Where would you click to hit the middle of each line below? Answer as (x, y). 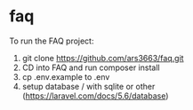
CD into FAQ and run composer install (91, 67)
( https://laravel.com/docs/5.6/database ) (95, 96)
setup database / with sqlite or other (88, 86)
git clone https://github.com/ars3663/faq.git (103, 58)
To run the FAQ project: (52, 41)
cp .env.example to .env (66, 76)
